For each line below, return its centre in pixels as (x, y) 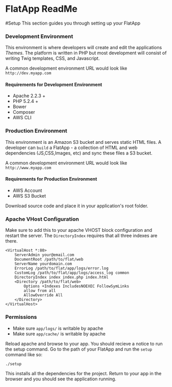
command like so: (24, 354)
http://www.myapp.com (28, 168)
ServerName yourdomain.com (43, 264)
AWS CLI (22, 118)
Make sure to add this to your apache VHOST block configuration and (79, 230)
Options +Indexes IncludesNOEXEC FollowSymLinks (77, 286)
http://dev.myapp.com (28, 73)
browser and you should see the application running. (61, 379)
